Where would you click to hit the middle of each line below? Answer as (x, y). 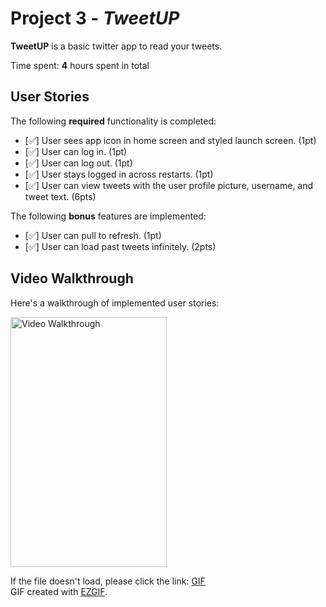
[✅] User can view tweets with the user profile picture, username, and (169, 185)
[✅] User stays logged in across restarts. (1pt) (119, 174)
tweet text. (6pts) (60, 196)
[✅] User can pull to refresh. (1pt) (93, 235)
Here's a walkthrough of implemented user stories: (115, 303)
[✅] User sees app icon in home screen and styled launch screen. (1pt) (170, 140)
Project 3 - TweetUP (95, 18)
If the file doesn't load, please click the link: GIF (108, 581)
